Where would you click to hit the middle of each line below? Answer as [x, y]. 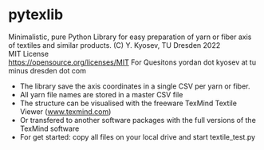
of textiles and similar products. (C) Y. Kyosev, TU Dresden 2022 [114, 45]
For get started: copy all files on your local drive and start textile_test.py [138, 136]
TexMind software [49, 128]
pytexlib [36, 15]
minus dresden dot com [47, 70]
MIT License [29, 53]
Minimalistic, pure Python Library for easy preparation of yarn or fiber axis [130, 37]
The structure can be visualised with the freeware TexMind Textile [128, 103]
